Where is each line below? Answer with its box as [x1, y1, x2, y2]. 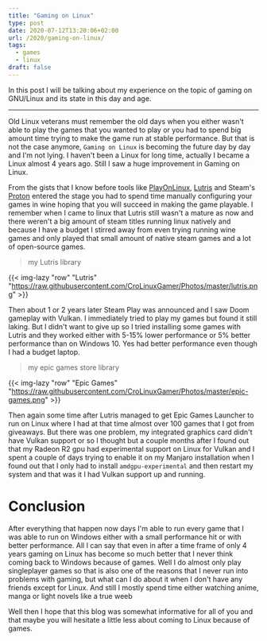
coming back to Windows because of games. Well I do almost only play [8, 557, 242, 567]
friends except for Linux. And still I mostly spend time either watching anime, [8, 582, 259, 592]
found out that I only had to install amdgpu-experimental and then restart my [8, 460, 253, 470]
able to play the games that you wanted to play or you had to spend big [8, 125, 242, 134]
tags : [8, 41, 26, 49]
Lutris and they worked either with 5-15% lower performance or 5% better [8, 330, 251, 340]
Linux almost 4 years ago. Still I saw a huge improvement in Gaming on [8, 158, 240, 168]
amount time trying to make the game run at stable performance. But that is [8, 133, 255, 143]
